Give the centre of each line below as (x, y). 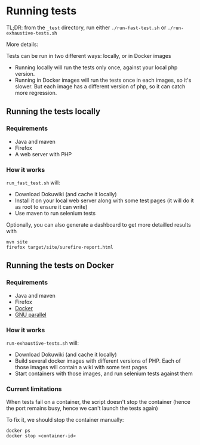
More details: (22, 44)
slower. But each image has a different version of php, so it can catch (100, 86)
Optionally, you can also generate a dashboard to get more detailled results (99, 224)
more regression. (36, 92)
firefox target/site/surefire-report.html (60, 247)
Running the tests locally (53, 112)
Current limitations (34, 389)
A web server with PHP (43, 154)
